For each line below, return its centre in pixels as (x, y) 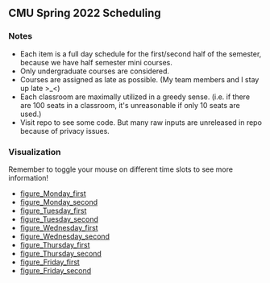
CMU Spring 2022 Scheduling (85, 13)
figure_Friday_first (50, 262)
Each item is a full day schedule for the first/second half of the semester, (141, 54)
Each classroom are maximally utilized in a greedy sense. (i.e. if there (135, 97)
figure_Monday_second (59, 202)
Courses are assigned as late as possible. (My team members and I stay (139, 79)
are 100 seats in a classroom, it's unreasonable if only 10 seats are (130, 105)
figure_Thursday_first (55, 244)
